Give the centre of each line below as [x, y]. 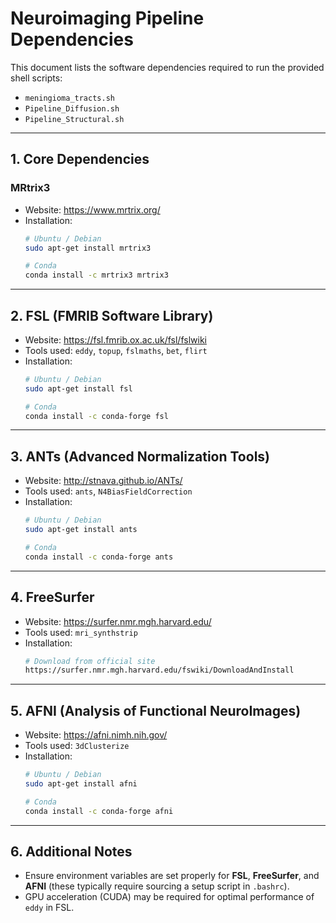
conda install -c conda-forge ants [99, 557]
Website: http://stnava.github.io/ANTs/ [103, 481]
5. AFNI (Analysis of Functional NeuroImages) [156, 710]
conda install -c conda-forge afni [99, 811]
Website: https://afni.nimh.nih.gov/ [96, 735]
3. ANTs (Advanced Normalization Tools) [140, 456]
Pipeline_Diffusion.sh [72, 108]
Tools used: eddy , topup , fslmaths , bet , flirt [116, 350]
